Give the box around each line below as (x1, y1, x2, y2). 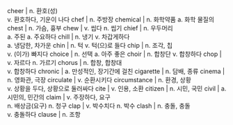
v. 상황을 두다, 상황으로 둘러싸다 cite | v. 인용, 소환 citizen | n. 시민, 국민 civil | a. (7, 84, 227, 93)
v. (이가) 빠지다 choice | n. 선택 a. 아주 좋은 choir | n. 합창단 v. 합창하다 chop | (7, 50, 222, 58)
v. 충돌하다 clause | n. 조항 (7, 110, 81, 118)
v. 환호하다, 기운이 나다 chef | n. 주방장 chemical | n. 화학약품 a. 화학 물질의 (7, 15, 214, 23)
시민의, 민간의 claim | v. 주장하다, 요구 (7, 93, 111, 101)
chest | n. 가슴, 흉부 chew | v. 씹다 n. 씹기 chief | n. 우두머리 (7, 24, 173, 32)
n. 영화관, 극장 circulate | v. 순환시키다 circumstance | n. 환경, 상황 (7, 76, 191, 84)
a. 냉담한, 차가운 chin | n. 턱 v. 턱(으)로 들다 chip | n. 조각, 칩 (7, 41, 172, 49)
